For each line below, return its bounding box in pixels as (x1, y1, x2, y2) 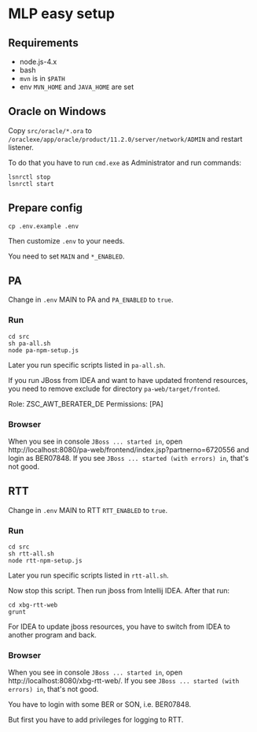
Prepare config (8, 202, 83, 215)
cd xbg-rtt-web (8, 601, 58, 609)
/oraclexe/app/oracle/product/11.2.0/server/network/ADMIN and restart (8, 134, 243, 143)
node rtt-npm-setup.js (8, 557, 83, 565)
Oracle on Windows (8, 105, 107, 118)
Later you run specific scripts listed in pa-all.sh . (8, 360, 166, 370)
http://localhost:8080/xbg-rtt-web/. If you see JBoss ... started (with (8, 676, 240, 686)
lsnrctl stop (8, 173, 51, 181)
